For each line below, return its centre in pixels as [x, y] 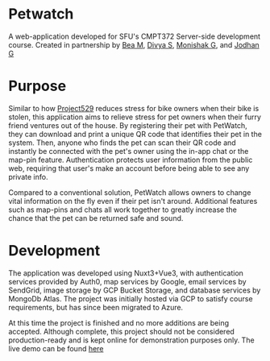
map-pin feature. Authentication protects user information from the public [131, 160]
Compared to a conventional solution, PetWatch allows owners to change [130, 192]
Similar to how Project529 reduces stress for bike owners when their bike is [134, 108]
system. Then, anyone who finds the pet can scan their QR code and [122, 143]
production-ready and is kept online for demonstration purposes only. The [132, 340]
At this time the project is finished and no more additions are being [119, 322]
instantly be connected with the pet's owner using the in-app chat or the [129, 151]
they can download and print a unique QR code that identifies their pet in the [135, 134]
